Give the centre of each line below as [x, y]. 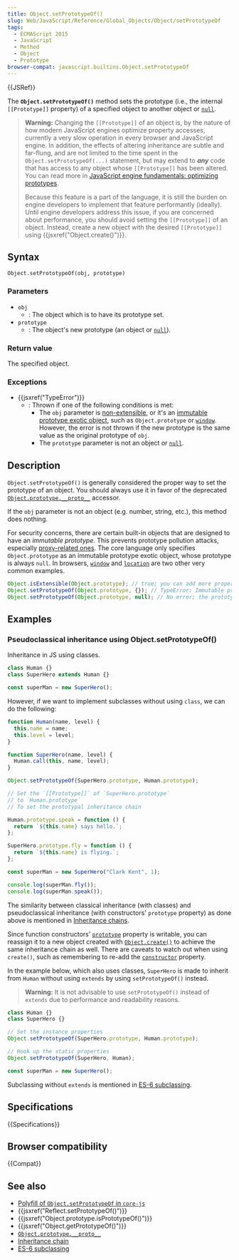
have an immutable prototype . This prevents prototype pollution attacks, [113, 541]
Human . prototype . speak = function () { [67, 820]
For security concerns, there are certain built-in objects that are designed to [119, 533]
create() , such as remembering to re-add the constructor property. [107, 956]
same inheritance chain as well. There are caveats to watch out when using [118, 949]
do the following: [32, 709]
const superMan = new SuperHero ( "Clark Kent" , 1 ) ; [84, 872]
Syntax [23, 257]
